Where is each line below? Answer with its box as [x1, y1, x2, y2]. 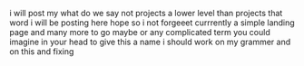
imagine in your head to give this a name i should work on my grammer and [9, 36, 291, 47]
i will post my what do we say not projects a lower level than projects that [9, 8, 283, 18]
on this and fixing [9, 46, 74, 57]
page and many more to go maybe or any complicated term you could [9, 27, 270, 37]
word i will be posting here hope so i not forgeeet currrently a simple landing [9, 17, 295, 28]
